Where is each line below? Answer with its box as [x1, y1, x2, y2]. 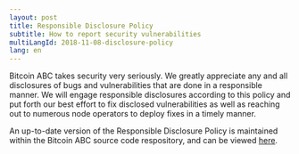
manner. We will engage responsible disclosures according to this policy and [9, 90, 291, 101]
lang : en [9, 46, 42, 55]
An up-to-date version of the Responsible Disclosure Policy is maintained [9, 126, 278, 136]
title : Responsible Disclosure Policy [9, 21, 154, 30]
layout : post [9, 12, 58, 22]
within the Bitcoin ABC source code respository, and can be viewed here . [9, 135, 278, 146]
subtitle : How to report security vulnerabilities [9, 29, 202, 38]
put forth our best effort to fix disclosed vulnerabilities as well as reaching [9, 99, 280, 109]
